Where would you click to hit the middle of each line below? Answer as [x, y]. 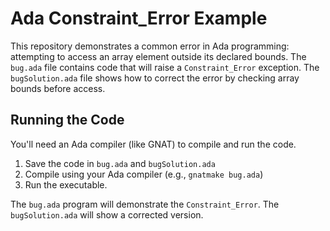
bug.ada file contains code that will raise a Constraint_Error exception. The [165, 67]
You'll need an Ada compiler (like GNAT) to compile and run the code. [153, 144]
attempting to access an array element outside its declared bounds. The [158, 56]
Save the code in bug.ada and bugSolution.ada [120, 163]
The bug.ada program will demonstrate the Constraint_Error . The [145, 204]
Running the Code [67, 120]
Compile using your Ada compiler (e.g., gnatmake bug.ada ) [144, 174]
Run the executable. [66, 184]
